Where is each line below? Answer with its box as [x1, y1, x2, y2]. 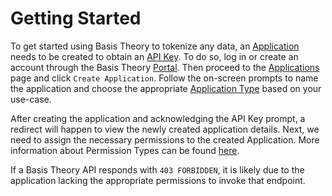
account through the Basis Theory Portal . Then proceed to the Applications [10, 61, 320, 73]
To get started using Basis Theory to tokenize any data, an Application [10, 40, 300, 52]
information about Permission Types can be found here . [10, 144, 240, 156]
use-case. [10, 93, 52, 105]
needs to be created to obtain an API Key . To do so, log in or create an [10, 50, 299, 62]
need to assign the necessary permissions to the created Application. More [10, 133, 320, 146]
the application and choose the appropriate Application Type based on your [10, 82, 322, 94]
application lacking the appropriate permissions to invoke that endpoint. [10, 174, 306, 186]
